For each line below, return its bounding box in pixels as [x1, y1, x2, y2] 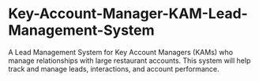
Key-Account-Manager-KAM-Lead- [8, 5, 249, 23]
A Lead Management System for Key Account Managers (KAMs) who [8, 47, 234, 57]
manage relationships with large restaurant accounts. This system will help [8, 56, 251, 65]
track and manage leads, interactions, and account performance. [8, 64, 220, 73]
